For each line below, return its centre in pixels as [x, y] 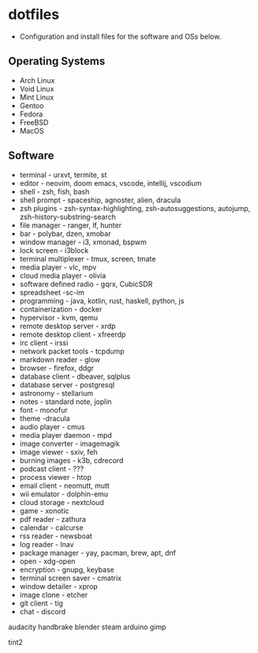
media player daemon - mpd [65, 435]
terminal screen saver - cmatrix [71, 578]
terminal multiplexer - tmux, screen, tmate [88, 259]
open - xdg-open [47, 561]
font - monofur [44, 410]
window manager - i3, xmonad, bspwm [83, 242]
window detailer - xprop [59, 586]
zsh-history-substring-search [67, 217]
